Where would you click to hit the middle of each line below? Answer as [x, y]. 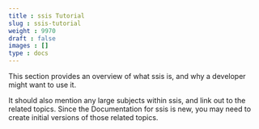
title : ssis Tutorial [47, 16]
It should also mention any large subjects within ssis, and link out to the [127, 100]
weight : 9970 [32, 31]
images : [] [28, 46]
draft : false [32, 38]
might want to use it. [42, 85]
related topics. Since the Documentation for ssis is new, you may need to [130, 109]
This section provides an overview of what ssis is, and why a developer [127, 76]
